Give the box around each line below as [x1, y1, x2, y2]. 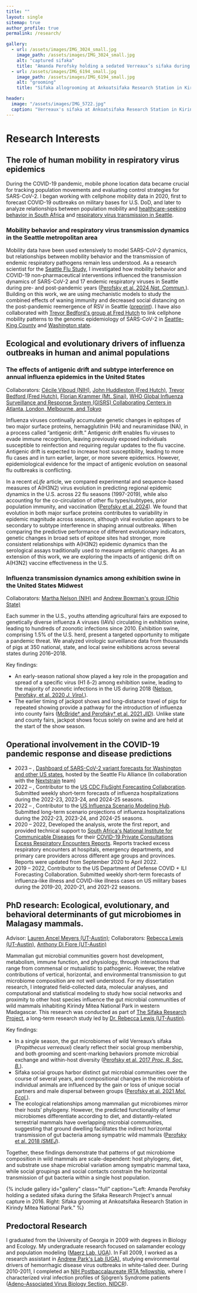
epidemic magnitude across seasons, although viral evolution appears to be [6, 516, 189, 523]
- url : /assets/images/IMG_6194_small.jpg [11, 68, 117, 74]
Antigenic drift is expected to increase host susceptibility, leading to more [6, 448, 184, 455]
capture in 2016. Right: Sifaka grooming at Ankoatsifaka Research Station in [6, 1198, 188, 1205]
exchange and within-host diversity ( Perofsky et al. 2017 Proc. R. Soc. [14, 1056, 184, 1063]
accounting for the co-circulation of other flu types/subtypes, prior [6, 497, 168, 504]
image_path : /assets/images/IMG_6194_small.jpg [16, 74, 135, 80]
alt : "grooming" [16, 79, 57, 85]
